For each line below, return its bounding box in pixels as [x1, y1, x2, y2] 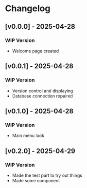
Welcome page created [12, 48, 59, 54]
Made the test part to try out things [12, 172, 83, 178]
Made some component [12, 177, 60, 183]
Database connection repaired [12, 93, 73, 99]
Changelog [5, 3, 51, 14]
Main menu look [12, 132, 45, 139]
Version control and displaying [12, 88, 73, 94]
